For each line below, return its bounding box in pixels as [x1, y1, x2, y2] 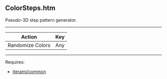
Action [21, 33, 37, 40]
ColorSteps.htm [5, 4, 56, 12]
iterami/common [12, 69, 46, 75]
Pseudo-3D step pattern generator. [5, 17, 77, 23]
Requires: [5, 59, 25, 65]
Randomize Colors [7, 41, 51, 48]
